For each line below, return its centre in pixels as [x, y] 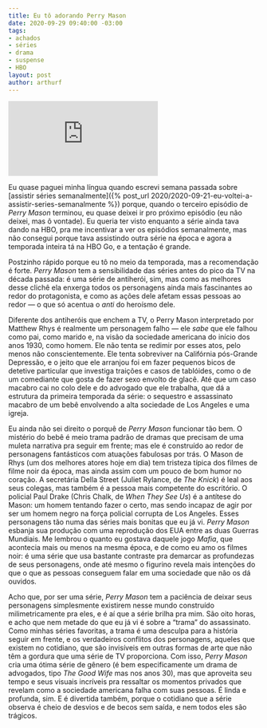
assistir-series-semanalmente [57, 204]
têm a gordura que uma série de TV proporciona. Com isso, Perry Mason [128, 656]
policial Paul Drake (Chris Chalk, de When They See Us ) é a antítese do [125, 497]
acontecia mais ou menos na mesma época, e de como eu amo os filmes [128, 547]
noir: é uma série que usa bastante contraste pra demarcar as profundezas [132, 556]
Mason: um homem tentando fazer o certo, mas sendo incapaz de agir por [130, 504]
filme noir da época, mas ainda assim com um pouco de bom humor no [125, 471]
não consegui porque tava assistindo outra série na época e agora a [120, 238]
